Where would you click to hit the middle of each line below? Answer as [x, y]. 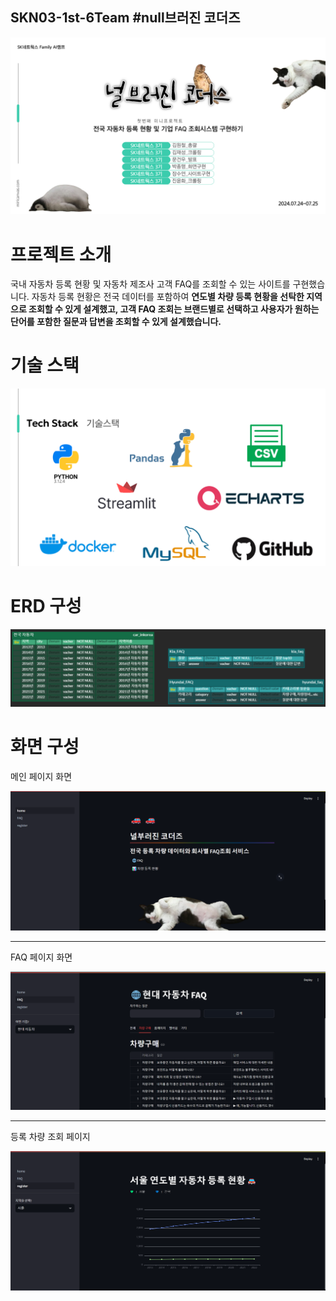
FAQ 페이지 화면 [41, 957]
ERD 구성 [46, 605]
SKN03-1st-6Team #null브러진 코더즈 [125, 18]
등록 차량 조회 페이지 [50, 1136]
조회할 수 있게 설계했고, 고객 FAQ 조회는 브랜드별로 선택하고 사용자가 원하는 [174, 309]
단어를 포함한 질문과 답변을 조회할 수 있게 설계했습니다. [116, 322]
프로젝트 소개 [61, 254]
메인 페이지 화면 [41, 776]
